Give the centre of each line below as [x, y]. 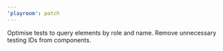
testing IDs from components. [49, 40]
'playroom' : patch [33, 13]
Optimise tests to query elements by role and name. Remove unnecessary [112, 33]
